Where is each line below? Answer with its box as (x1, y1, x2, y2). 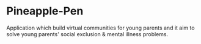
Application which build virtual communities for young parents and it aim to (6, 24, 195, 31)
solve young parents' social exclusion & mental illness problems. (6, 30, 169, 37)
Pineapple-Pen (6, 4, 84, 18)
